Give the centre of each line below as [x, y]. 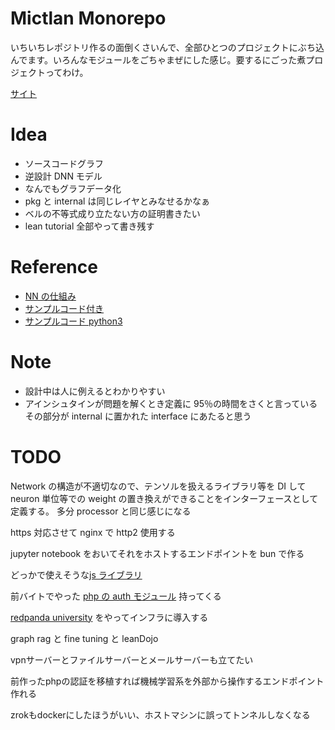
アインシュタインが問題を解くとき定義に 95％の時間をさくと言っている [171, 403]
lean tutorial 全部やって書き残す [89, 226]
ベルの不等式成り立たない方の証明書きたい [112, 213]
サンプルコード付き [64, 308]
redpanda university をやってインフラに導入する [109, 617]
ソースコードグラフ [64, 163]
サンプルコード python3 [73, 321]
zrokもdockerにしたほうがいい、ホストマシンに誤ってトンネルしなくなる [160, 714]
